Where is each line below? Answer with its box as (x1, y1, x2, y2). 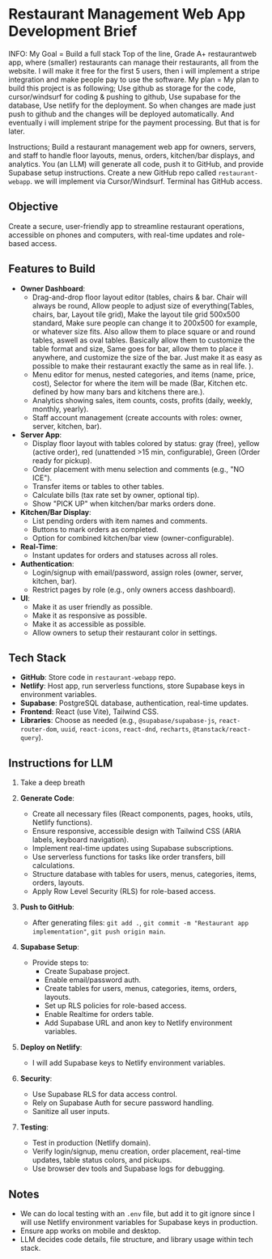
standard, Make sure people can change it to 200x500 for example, (32, 317, 257, 328)
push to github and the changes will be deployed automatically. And (8, 108, 235, 118)
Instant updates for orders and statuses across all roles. (32, 550, 219, 559)
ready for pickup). (32, 455, 93, 466)
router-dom (19, 725, 57, 734)
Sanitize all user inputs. (32, 1107, 110, 1117)
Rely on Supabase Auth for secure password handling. (32, 1098, 215, 1108)
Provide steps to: (32, 958, 89, 968)
